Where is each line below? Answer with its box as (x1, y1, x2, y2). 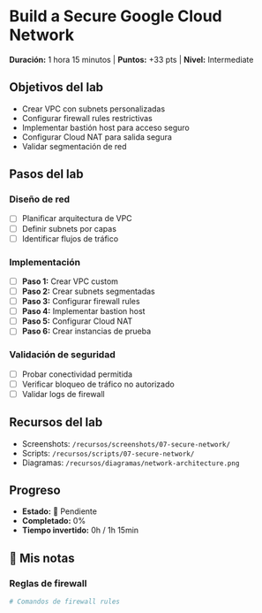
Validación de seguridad (9, 349, 116, 361)
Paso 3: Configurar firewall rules (21, 296, 140, 307)
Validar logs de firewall (21, 388, 106, 399)
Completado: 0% (21, 516, 86, 526)
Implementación (9, 256, 81, 268)
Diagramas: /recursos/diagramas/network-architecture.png (21, 457, 240, 468)
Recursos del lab (9, 415, 103, 430)
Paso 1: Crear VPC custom (21, 276, 119, 287)
